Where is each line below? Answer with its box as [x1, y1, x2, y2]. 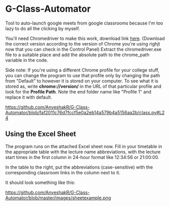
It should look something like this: [5, 179, 75, 186]
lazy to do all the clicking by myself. [5, 25, 80, 31]
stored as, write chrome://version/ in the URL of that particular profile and [5, 83, 162, 89]
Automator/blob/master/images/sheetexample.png [5, 195, 111, 201]
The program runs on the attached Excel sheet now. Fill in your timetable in [5, 143, 162, 149]
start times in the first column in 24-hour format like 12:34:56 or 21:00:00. [5, 154, 159, 160]
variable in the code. [5, 57, 48, 63]
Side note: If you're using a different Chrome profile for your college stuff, [5, 67, 159, 73]
